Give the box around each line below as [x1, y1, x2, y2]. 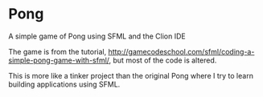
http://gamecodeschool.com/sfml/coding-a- [108, 46, 255, 56]
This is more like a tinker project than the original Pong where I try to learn [8, 71, 253, 80]
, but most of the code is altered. [109, 55, 217, 65]
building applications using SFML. [8, 79, 121, 89]
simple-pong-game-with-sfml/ [8, 55, 110, 65]
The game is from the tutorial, [8, 46, 107, 56]
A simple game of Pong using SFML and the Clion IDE [8, 31, 187, 41]
